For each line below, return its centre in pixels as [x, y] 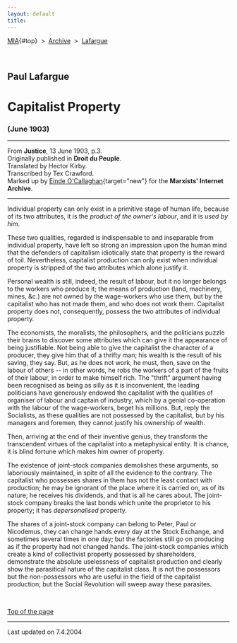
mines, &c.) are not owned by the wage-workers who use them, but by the [115, 296]
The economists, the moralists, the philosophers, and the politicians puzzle [116, 332]
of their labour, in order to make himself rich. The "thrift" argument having [114, 378]
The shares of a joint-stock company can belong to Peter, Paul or [102, 524]
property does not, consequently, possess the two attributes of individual [114, 311]
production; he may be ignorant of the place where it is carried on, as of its [116, 488]
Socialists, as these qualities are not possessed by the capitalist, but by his [116, 415]
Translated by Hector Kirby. [47, 166]
